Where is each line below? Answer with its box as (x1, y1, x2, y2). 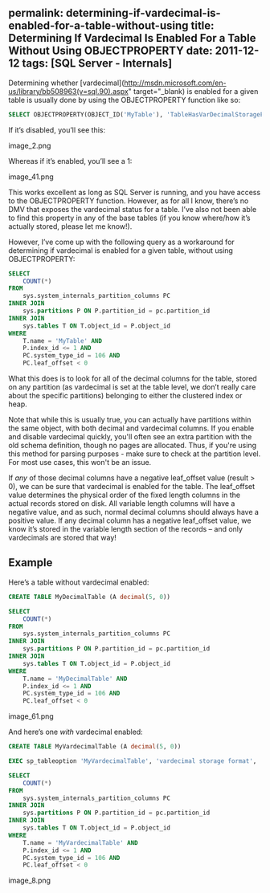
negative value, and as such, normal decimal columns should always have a (8, 508, 260, 517)
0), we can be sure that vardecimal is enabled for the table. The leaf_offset (8, 482, 256, 491)
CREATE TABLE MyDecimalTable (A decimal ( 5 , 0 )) (8, 593, 171, 601)
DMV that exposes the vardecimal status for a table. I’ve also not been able (8, 204, 257, 214)
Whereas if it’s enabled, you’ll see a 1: (8, 156, 133, 165)
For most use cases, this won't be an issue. (8, 458, 152, 467)
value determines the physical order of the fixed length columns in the (8, 490, 241, 500)
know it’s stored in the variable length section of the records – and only (8, 524, 243, 534)
